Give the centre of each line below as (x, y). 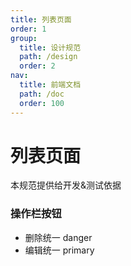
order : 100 (42, 103)
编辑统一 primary (59, 250)
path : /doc (42, 94)
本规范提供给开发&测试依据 (66, 185)
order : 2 (37, 66)
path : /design (48, 57)
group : (24, 38)
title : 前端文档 (50, 85)
